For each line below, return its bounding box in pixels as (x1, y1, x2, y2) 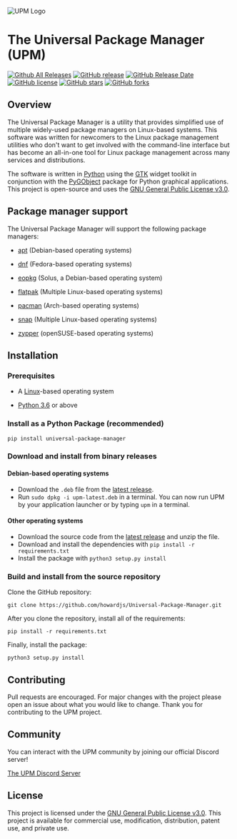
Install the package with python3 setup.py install (17, 553, 166, 562)
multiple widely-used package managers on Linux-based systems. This (7, 125, 218, 134)
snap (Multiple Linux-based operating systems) (17, 315, 157, 323)
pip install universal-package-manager (7, 435, 126, 442)
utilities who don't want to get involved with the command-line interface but (7, 140, 230, 149)
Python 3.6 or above (17, 401, 78, 410)
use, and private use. (7, 823, 69, 832)
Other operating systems (7, 516, 84, 525)
